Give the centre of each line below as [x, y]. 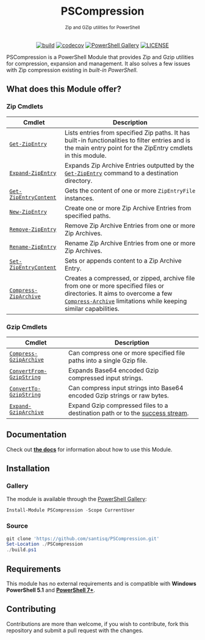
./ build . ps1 [21, 550]
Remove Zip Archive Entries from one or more [130, 226]
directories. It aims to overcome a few [118, 293]
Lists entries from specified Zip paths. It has [127, 132]
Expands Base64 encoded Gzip [113, 370]
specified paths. [88, 216]
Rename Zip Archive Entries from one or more [130, 243]
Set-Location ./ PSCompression [45, 544]
